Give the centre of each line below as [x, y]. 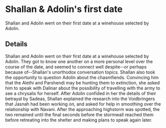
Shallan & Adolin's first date [64, 9]
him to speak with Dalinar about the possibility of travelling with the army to [83, 88]
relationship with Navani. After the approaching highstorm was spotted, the [82, 109]
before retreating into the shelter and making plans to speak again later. [79, 120]
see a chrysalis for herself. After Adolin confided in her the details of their [81, 93]
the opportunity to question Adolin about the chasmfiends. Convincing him [82, 77]
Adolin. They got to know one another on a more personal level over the [79, 61]
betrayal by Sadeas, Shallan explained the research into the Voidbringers [80, 98]
